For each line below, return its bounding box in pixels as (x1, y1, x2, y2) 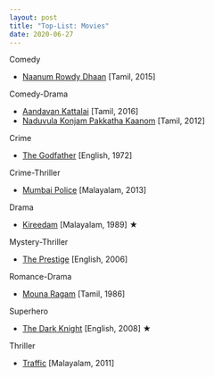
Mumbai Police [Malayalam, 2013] (21, 185, 147, 196)
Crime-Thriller (9, 167, 61, 179)
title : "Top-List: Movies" (9, 21, 110, 30)
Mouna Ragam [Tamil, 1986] (21, 289, 126, 299)
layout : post (9, 13, 58, 22)
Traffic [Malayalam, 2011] (21, 358, 115, 369)
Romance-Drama (9, 272, 72, 282)
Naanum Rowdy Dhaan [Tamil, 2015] (21, 71, 156, 82)
